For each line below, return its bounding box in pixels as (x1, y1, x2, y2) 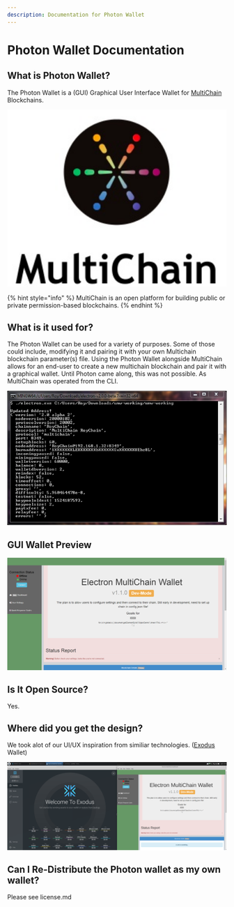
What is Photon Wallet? (7, 70, 111, 82)
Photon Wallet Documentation (7, 42, 185, 58)
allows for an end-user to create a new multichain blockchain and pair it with (7, 363, 227, 371)
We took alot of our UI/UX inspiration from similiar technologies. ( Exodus (7, 741, 215, 749)
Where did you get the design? (7, 722, 143, 734)
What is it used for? (7, 321, 94, 333)
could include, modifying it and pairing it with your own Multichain (7, 347, 196, 356)
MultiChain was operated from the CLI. (7, 377, 118, 386)
